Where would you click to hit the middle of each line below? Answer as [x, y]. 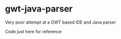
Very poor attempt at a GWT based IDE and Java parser [60, 22]
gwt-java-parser [39, 9]
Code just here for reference [33, 31]
